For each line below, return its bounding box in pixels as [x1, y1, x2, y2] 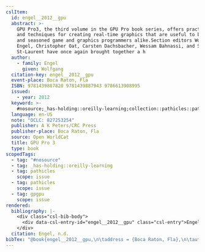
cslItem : [6, 9, 28, 15]
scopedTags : [6, 151, 36, 157]
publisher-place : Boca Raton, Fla [11, 128, 99, 135]
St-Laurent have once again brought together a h [17, 49, 146, 55]
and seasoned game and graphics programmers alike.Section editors [17, 37, 192, 43]
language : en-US [11, 111, 53, 117]
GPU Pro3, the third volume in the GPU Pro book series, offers [17, 26, 184, 32]
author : [11, 54, 31, 61]
